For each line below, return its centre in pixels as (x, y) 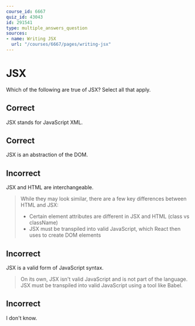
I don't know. (22, 318)
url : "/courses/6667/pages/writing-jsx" (61, 45)
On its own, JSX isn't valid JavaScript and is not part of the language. (104, 279)
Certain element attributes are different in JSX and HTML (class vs (109, 216)
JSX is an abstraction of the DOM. (47, 155)
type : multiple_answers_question (47, 28)
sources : (17, 33)
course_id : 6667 (26, 11)
